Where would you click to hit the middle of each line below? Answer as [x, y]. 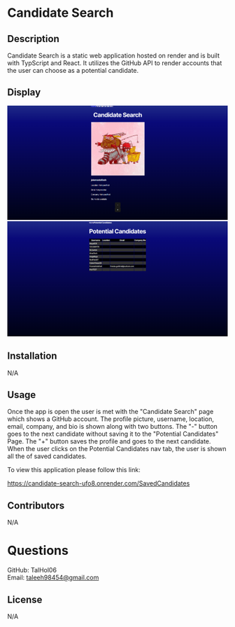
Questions [38, 551]
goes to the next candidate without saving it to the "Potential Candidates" [113, 434]
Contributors [36, 505]
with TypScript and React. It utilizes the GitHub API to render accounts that [115, 63]
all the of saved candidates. [47, 456]
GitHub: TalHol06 [32, 570]
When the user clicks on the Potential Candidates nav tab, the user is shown [117, 449]
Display [24, 92]
